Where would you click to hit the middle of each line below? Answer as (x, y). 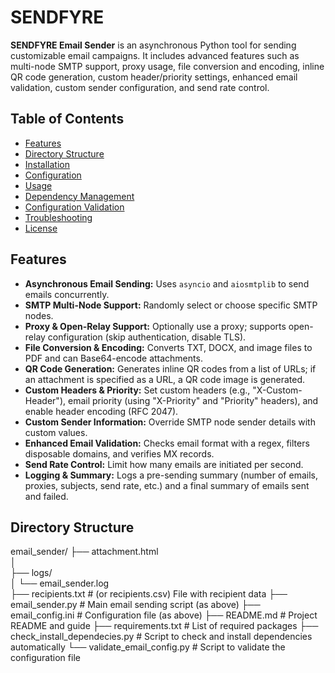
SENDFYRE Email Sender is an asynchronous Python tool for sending (153, 45)
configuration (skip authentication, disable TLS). (147, 337)
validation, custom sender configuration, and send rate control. (140, 87)
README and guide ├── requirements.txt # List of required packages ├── (164, 626)
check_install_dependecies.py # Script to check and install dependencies (161, 637)
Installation (47, 164)
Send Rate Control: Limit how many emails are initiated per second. (164, 464)
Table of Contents (67, 119)
